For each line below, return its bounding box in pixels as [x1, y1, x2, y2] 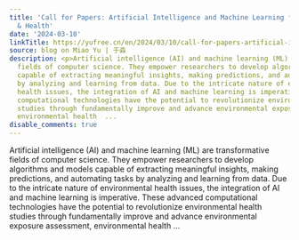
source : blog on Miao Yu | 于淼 [9, 46, 126, 55]
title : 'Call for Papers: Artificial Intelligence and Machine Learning [9, 12, 285, 22]
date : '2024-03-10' [9, 29, 82, 38]
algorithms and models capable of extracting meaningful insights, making [9, 164, 279, 174]
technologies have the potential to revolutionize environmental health [9, 202, 263, 212]
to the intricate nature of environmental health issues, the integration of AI [9, 183, 280, 193]
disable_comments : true [9, 121, 98, 130]
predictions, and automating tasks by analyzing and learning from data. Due [9, 173, 287, 183]
